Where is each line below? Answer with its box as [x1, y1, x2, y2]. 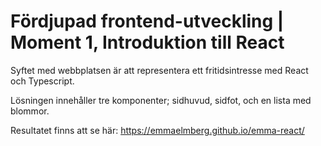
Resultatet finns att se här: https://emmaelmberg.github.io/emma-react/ [10, 124, 305, 136]
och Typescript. [10, 75, 75, 87]
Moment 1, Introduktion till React [10, 31, 285, 54]
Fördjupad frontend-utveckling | [10, 10, 285, 33]
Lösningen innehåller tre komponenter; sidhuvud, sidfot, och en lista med [10, 94, 312, 106]
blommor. [10, 105, 50, 117]
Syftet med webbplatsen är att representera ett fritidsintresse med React [10, 64, 309, 76]
